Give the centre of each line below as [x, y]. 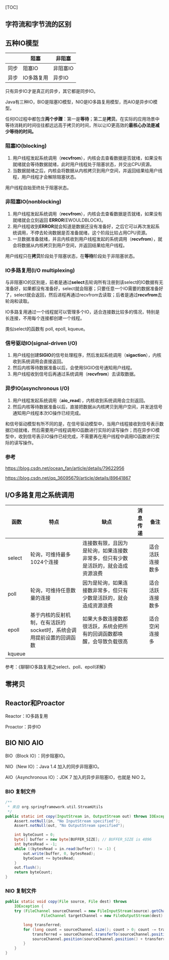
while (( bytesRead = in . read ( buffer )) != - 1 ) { [65, 849]
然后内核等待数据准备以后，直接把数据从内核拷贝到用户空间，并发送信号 [87, 407]
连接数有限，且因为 [105, 543]
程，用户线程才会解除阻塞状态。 [46, 177]
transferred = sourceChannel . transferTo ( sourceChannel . [92, 934]
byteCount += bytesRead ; [49, 858]
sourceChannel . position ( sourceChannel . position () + [87, 939]
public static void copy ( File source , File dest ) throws [66, 902]
